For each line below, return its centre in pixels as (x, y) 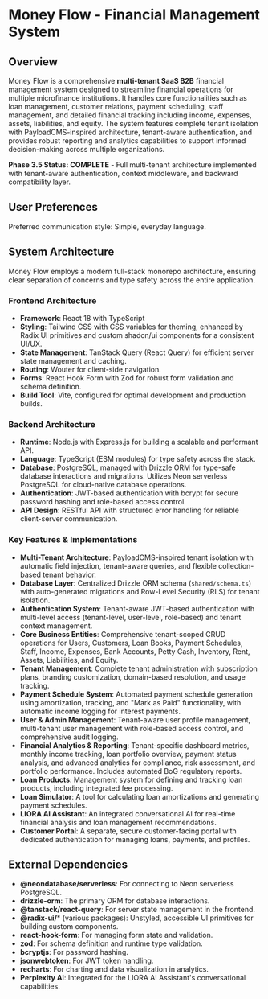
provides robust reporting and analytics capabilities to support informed (127, 141)
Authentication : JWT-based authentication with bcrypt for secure (129, 493)
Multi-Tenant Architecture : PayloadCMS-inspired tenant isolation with (137, 557)
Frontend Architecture (53, 301)
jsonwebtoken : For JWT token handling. (87, 961)
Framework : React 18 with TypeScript (82, 318)
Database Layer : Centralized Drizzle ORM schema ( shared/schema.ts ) (136, 583)
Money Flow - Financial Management (134, 15)
